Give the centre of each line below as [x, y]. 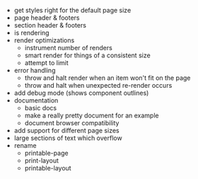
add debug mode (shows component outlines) [81, 93]
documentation [36, 100]
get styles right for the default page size [72, 10]
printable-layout [48, 168]
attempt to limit [46, 63]
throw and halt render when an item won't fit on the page [107, 78]
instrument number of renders [69, 48]
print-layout [41, 161]
